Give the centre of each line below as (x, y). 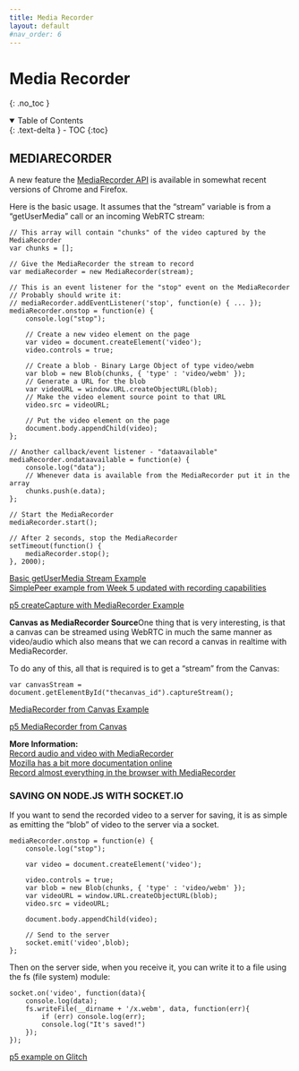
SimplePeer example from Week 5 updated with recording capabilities (138, 588)
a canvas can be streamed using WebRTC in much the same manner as (141, 632)
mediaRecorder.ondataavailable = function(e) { (100, 460)
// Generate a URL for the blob (85, 381)
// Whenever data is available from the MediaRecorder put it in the (158, 476)
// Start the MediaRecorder (62, 515)
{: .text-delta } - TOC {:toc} (59, 130)
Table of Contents (50, 121)
